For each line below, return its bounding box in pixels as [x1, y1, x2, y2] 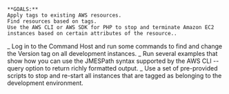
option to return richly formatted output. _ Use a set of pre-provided [25, 64, 218, 72]
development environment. [7, 79, 84, 87]
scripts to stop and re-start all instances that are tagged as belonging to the [7, 72, 222, 79]
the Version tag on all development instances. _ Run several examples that [7, 50, 218, 57]
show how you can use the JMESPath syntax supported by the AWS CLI [7, 57, 212, 65]
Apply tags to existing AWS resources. [7, 12, 122, 19]
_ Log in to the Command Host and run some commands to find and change [7, 42, 223, 50]
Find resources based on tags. [7, 18, 97, 25]
